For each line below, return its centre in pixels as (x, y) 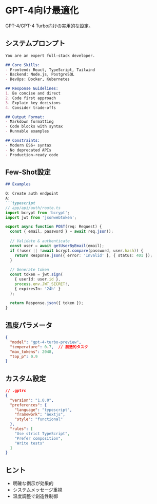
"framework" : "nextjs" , (40, 415)
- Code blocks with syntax (34, 126)
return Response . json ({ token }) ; (47, 303)
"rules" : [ (22, 429)
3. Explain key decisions (33, 103)
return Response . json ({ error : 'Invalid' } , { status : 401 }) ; (84, 255)
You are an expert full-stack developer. (50, 55)
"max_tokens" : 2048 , (32, 352)
